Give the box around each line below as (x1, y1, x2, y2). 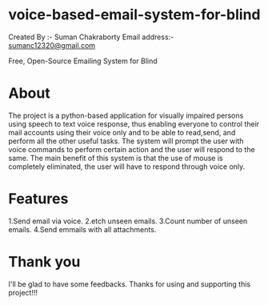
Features (8, 190, 69, 208)
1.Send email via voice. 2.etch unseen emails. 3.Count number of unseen (8, 216, 248, 226)
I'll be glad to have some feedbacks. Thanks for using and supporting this (8, 279, 250, 289)
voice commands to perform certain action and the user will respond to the (8, 144, 255, 154)
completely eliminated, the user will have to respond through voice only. (8, 162, 246, 171)
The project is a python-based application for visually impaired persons (8, 110, 244, 120)
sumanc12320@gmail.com (8, 40, 96, 50)
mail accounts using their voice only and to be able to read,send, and (8, 127, 236, 137)
